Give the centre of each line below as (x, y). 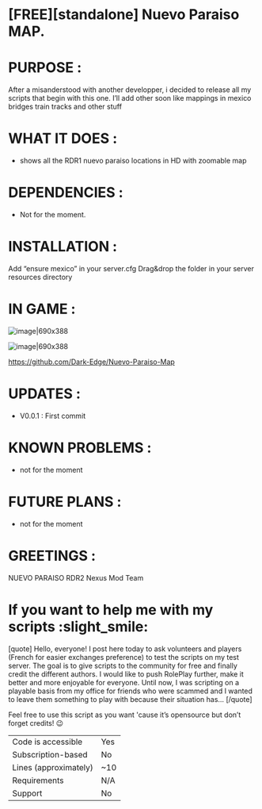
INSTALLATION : (63, 247)
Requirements (38, 780)
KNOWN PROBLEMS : (80, 448)
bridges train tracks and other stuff (65, 107)
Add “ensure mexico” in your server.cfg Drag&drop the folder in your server (131, 268)
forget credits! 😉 (36, 723)
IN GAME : (42, 309)
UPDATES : (45, 394)
